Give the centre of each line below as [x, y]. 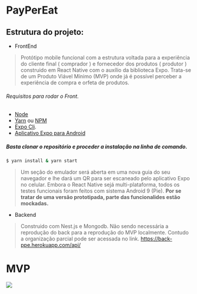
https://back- [156, 239]
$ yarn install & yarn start [42, 161]
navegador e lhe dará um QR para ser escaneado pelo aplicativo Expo [105, 179]
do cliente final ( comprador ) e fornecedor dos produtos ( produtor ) [103, 64]
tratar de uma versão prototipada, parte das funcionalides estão [100, 197]
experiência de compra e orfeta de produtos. [75, 82]
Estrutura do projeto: [45, 32]
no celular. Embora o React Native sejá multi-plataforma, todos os [100, 185]
